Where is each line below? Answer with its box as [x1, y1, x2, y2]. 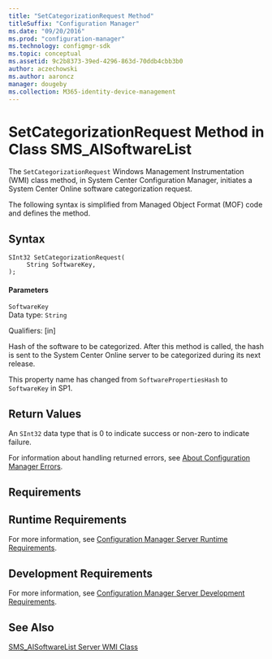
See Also [8, 620, 54, 635]
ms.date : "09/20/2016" [8, 27, 85, 35]
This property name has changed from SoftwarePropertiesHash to [8, 375, 228, 385]
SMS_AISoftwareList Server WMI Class [8, 642, 139, 652]
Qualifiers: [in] [8, 326, 56, 336]
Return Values [8, 407, 82, 421]
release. [8, 359, 36, 369]
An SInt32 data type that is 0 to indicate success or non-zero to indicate [8, 429, 250, 439]
